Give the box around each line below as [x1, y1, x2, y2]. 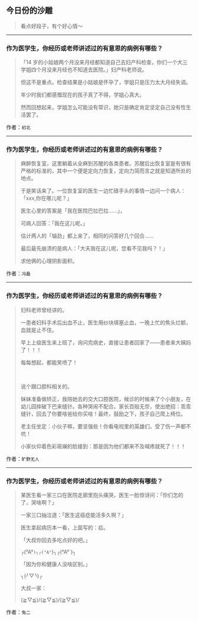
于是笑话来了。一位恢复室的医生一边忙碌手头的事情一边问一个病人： [20, 187, 186, 194]
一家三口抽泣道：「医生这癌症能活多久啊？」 [20, 512, 127, 518]
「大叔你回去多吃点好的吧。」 [20, 537, 91, 544]
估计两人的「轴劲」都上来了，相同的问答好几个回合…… [20, 232, 154, 239]
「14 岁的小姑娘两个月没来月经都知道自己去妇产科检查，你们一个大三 [20, 58, 188, 66]
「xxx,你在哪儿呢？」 [20, 194, 72, 202]
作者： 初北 [6, 123, 31, 131]
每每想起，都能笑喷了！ [20, 359, 78, 366]
